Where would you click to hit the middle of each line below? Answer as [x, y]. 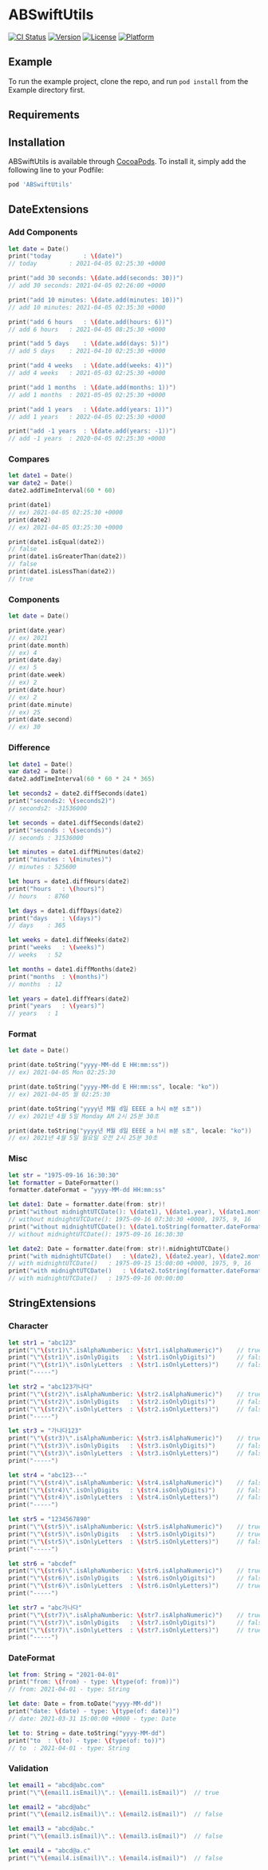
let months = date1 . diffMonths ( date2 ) [73, 969]
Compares [29, 459]
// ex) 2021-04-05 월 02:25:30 [59, 1094]
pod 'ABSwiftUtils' [41, 184]
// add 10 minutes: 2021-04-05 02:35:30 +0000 [87, 307]
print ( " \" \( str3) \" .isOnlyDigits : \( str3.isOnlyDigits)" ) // [126, 1446]
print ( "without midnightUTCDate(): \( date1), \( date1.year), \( [117, 1212]
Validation [29, 1768]
